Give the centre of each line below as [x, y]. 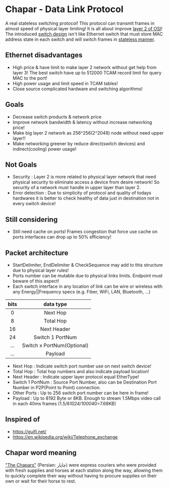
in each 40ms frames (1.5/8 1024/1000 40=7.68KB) [64, 404]
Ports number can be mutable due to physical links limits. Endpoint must [88, 276]
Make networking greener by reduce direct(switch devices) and [79, 143]
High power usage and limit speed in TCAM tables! [65, 83]
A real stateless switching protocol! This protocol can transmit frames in [80, 23]
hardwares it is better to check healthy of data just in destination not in [86, 198]
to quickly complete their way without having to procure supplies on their [81, 475]
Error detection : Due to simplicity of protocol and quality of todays [82, 193]
